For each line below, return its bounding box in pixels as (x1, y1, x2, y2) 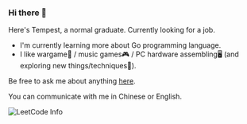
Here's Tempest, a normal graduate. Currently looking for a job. (8, 25, 216, 35)
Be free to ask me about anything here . (8, 76, 137, 86)
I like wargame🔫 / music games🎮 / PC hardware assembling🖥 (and (19, 49, 240, 59)
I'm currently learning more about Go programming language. (19, 41, 222, 50)
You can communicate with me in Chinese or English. (8, 91, 183, 102)
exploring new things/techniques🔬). (19, 61, 137, 71)
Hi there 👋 (8, 7, 48, 18)
